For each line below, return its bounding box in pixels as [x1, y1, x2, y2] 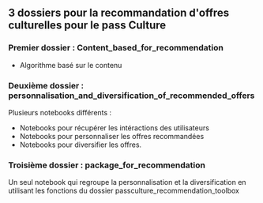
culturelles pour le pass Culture [8, 19, 167, 32]
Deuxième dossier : [8, 80, 85, 91]
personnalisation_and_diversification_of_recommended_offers [8, 90, 255, 101]
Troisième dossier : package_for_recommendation [8, 160, 205, 171]
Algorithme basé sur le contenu [19, 60, 122, 70]
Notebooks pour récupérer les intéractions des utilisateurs [19, 122, 209, 133]
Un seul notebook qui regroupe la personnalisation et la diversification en [8, 178, 246, 187]
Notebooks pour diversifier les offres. [19, 140, 142, 149]
